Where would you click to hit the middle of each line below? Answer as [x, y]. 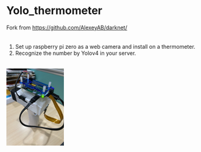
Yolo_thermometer [54, 11]
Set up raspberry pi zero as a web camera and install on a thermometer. [105, 46]
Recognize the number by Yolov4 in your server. [76, 53]
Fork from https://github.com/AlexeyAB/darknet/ [67, 27]
